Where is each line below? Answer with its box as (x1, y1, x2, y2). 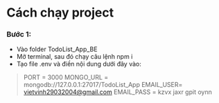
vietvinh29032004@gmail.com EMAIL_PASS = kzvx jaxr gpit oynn (23, 88, 212, 96)
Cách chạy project (6, 5, 114, 21)
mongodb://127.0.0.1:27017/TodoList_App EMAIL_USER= (23, 81, 183, 89)
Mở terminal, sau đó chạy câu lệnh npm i (16, 53, 133, 61)
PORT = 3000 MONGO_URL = (23, 73, 109, 82)
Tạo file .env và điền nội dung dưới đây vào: (16, 60, 141, 68)
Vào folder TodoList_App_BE (16, 45, 98, 53)
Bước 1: (6, 30, 32, 39)
